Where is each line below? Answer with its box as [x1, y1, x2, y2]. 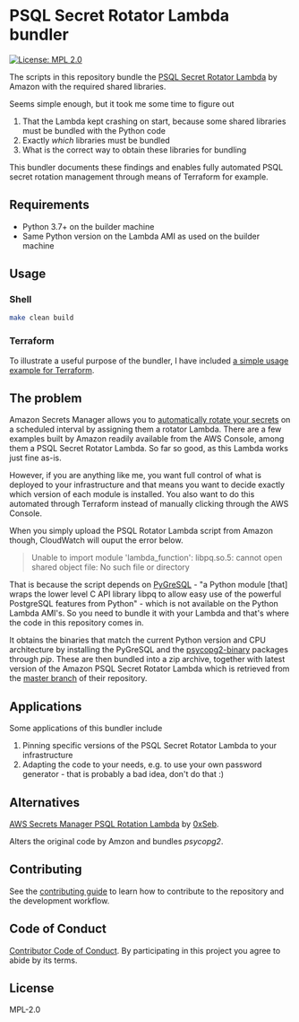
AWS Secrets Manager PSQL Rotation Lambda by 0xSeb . [9, 818, 219, 830]
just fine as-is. [9, 452, 63, 463]
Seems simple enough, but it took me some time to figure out [9, 98, 235, 109]
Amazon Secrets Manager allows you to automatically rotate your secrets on [9, 415, 291, 425]
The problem [9, 391, 82, 406]
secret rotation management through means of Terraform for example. [9, 171, 269, 182]
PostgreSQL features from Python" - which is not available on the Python [9, 598, 279, 609]
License [9, 981, 55, 996]
